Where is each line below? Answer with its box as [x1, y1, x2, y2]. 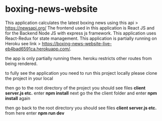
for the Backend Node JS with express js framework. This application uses [5, 30, 157, 36]
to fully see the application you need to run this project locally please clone [5, 70, 158, 76]
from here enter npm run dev [5, 110, 65, 116]
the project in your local [5, 75, 53, 81]
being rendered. [5, 60, 38, 66]
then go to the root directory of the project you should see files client [5, 85, 146, 91]
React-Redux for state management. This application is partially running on [5, 35, 157, 41]
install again [5, 95, 31, 101]
